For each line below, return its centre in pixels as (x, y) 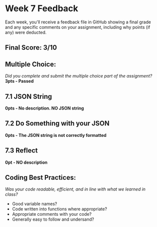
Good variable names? (35, 204)
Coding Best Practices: (41, 178)
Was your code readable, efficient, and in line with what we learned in (75, 189)
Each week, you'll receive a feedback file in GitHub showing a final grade (78, 22)
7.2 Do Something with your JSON (57, 123)
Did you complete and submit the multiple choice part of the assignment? (78, 76)
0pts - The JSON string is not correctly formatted (56, 135)
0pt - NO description (26, 162)
